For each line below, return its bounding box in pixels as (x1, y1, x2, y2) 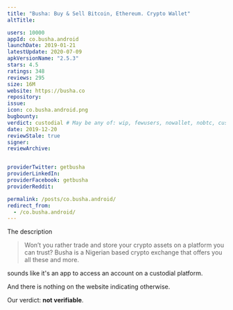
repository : (7, 94, 42, 101)
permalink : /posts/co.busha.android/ (7, 196, 116, 203)
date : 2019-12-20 (7, 126, 58, 132)
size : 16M (7, 80, 36, 87)
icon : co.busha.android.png (7, 107, 89, 114)
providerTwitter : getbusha (7, 164, 85, 171)
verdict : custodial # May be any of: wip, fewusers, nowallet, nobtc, (7, 119, 216, 126)
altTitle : (7, 17, 36, 24)
